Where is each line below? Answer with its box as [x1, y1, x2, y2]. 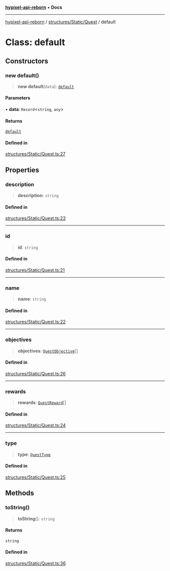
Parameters [5, 95, 30, 101]
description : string [17, 193, 59, 199]
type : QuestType [17, 451, 51, 458]
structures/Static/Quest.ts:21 [5, 267, 65, 273]
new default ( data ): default [17, 83, 74, 89]
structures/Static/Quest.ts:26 [5, 370, 66, 376]
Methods [5, 489, 34, 498]
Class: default [5, 36, 65, 48]
